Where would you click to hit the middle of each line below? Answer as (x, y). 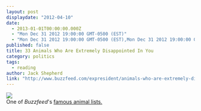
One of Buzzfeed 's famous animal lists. (54, 102)
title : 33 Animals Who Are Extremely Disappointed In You (80, 51)
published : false (28, 46)
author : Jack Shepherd (34, 73)
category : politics (31, 56)
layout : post (22, 12)
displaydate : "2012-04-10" (40, 17)
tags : (13, 62)
